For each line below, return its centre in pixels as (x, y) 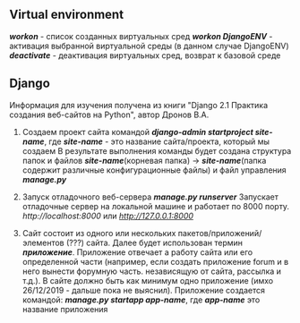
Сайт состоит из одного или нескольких (99, 233)
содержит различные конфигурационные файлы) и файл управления (154, 170)
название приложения (65, 309)
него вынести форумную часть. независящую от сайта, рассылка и (152, 271)
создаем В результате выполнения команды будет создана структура (157, 150)
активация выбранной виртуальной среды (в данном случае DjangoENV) (149, 46)
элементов (43, 242)
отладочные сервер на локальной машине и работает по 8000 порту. (155, 206)
